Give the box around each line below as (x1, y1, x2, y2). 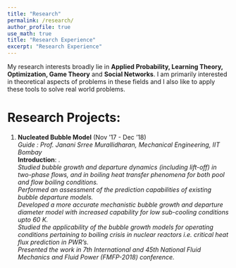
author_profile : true (7, 23, 71, 30)
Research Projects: (7, 110, 121, 126)
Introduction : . (17, 155, 61, 164)
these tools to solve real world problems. (7, 85, 125, 93)
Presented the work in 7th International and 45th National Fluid (17, 245, 201, 254)
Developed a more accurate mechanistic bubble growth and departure (17, 200, 223, 209)
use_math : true (7, 30, 52, 37)
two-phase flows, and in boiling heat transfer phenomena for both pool (17, 170, 225, 178)
